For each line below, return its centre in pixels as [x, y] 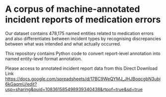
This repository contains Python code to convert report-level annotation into [83, 53]
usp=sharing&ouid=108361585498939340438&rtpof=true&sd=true [74, 89]
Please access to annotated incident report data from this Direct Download [81, 68]
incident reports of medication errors [83, 20]
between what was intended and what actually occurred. [63, 44]
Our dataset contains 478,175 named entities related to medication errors [80, 33]
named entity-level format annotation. [44, 58]
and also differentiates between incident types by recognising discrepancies [83, 39]
